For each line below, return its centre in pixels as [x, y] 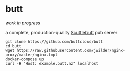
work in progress [23, 23]
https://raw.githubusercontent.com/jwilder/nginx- [71, 50]
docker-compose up [25, 59]
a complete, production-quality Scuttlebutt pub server [61, 32]
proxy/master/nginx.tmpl [31, 55]
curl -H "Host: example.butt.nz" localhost [52, 63]
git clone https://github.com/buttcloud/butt [54, 42]
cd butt [13, 46]
